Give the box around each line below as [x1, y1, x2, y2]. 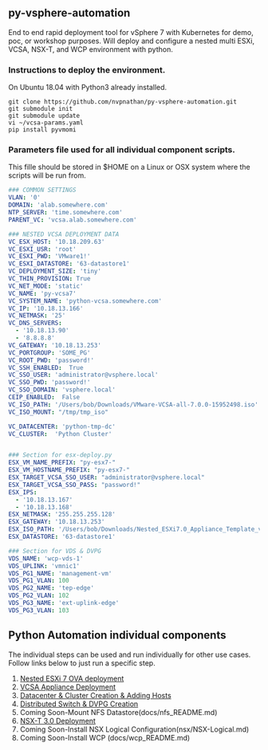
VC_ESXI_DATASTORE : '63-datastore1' [8, 260, 130, 268]
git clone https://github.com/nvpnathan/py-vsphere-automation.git [8, 98, 238, 106]
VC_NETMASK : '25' [8, 312, 66, 320]
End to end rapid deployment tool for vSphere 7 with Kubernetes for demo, [8, 27, 254, 37]
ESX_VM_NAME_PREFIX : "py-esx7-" [8, 458, 116, 467]
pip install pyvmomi [8, 126, 77, 134]
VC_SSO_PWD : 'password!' [8, 379, 91, 387]
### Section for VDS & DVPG [8, 547, 102, 555]
